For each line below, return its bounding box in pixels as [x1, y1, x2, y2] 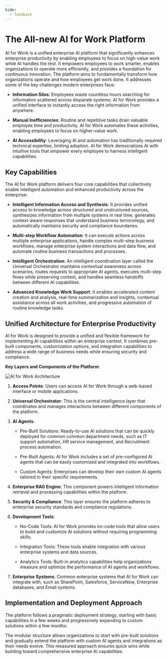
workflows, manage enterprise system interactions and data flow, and [12, 243, 156, 249]
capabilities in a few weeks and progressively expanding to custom [5, 617, 143, 623]
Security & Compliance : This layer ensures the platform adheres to [12, 498, 151, 505]
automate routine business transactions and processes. [12, 248, 127, 254]
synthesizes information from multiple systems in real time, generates [12, 212, 156, 218]
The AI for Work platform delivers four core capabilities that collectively [5, 181, 152, 187]
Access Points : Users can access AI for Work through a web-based [12, 383, 152, 389]
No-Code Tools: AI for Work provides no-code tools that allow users [19, 523, 160, 529]
